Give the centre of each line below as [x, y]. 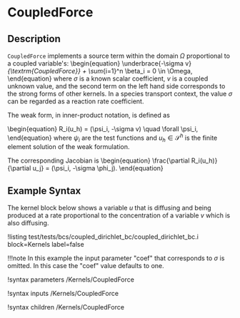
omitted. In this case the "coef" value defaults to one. [86, 266]
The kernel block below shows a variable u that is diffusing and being [110, 208]
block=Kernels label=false [46, 245]
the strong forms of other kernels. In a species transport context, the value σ [120, 94]
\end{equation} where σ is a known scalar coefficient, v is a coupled [108, 78]
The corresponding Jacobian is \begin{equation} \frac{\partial [99, 160]
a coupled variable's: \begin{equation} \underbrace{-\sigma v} [99, 63]
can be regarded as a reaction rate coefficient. [76, 101]
